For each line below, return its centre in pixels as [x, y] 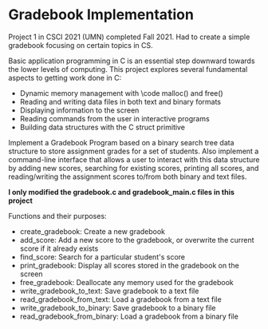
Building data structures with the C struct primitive [102, 127]
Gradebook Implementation [101, 15]
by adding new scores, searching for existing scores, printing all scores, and [134, 168]
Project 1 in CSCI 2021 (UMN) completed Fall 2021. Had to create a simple [129, 37]
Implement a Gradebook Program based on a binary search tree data [121, 142]
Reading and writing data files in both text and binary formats [120, 101]
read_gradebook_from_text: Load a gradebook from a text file [120, 299]
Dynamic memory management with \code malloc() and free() [121, 93]
